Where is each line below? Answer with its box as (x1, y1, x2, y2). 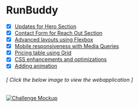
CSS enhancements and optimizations (14, 56, 107, 63)
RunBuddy (6, 4, 59, 17)
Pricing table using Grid (14, 49, 72, 56)
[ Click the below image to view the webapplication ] (6, 76, 133, 83)
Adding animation (14, 63, 57, 70)
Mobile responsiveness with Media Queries (14, 43, 119, 50)
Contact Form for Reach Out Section (14, 30, 103, 36)
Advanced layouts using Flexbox (14, 36, 94, 43)
